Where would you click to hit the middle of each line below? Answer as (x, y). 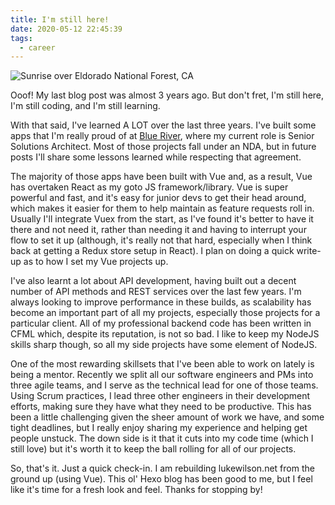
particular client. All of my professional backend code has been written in (161, 323)
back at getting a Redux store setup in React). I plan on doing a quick (152, 251)
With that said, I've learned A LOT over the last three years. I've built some (163, 125)
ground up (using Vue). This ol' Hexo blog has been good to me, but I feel (161, 479)
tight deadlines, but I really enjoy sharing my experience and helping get (159, 428)
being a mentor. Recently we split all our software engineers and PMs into (162, 375)
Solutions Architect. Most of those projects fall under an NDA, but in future (163, 147)
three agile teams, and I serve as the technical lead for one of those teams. (164, 385)
